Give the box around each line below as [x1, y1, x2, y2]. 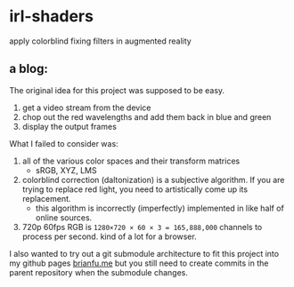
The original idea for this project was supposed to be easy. [9, 84, 225, 95]
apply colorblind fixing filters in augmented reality [9, 36, 192, 46]
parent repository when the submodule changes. [9, 267, 189, 277]
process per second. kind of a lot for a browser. [21, 231, 198, 242]
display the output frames [21, 121, 118, 132]
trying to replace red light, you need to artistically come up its [21, 184, 248, 195]
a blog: [9, 61, 49, 76]
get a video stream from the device [21, 102, 151, 113]
